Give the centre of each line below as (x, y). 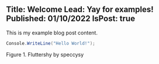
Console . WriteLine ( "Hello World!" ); (51, 43)
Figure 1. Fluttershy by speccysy (45, 54)
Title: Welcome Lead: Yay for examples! (80, 10)
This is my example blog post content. (52, 33)
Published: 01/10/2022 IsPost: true (71, 19)
